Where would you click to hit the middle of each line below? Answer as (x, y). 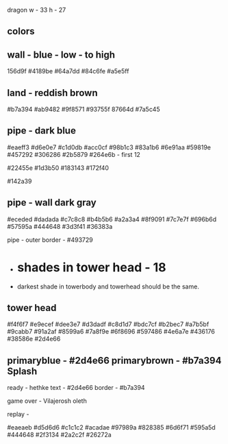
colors (21, 31)
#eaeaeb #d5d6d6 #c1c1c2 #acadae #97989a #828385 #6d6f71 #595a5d (111, 428)
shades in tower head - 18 (91, 267)
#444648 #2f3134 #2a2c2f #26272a (59, 435)
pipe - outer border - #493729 (50, 240)
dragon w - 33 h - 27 (37, 10)
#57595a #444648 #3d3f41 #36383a (60, 226)
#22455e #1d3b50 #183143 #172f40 (58, 168)
